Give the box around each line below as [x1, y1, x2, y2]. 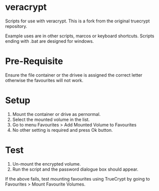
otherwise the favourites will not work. [5, 77, 83, 83]
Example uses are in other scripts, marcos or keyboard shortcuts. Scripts [5, 33, 155, 39]
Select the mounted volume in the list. [12, 116, 90, 122]
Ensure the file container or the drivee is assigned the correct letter [5, 72, 143, 78]
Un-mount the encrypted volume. [12, 161, 81, 167]
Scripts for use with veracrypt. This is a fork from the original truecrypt [5, 18, 150, 24]
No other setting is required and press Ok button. [12, 127, 113, 133]
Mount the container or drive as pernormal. [12, 111, 101, 117]
